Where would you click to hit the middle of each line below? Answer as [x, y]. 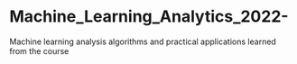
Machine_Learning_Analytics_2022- [149, 17]
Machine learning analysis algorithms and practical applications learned [143, 41]
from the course [39, 50]
